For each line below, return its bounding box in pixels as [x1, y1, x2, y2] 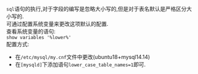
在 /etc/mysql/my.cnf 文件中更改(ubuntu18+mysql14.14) [14, 54, 150, 60]
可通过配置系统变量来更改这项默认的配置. [6, 20, 109, 27]
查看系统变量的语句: [6, 28, 56, 35]
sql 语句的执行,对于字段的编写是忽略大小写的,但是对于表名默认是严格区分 [6, 5, 187, 12]
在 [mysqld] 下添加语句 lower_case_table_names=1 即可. [14, 61, 146, 68]
